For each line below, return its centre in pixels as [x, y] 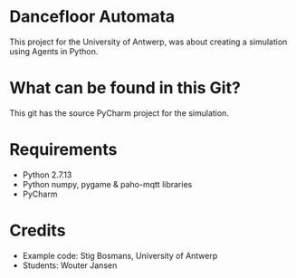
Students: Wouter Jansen [70, 265]
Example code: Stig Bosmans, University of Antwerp [120, 255]
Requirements [63, 150]
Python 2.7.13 [47, 175]
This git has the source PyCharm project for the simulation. [119, 113]
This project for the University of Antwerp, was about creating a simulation [148, 42]
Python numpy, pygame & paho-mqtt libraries [107, 184]
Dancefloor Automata [92, 17]
